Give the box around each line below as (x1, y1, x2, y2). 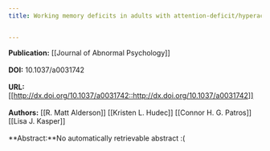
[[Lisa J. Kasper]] (8, 116, 66, 125)
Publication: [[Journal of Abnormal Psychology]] (8, 47, 170, 57)
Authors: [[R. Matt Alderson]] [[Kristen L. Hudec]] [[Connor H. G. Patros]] (8, 108, 252, 117)
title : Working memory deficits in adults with (8, 11, 171, 20)
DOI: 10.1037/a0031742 (8, 65, 85, 75)
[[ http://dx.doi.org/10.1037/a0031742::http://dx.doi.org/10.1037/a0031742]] (8, 90, 254, 100)
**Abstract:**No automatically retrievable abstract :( (8, 133, 186, 143)
